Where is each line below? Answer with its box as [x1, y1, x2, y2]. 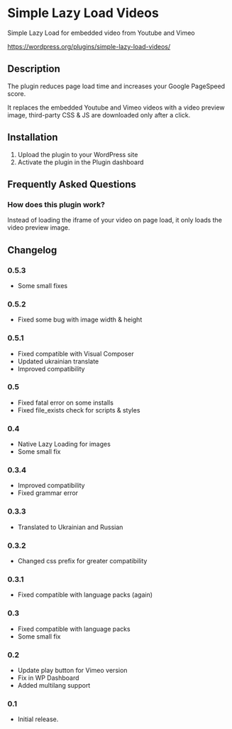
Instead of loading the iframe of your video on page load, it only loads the [7, 215, 222, 225]
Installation [7, 132, 58, 144]
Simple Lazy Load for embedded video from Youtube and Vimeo [7, 28, 195, 37]
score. [7, 89, 26, 97]
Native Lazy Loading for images [17, 440, 111, 449]
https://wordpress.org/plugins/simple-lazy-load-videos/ [7, 42, 171, 50]
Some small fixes [17, 281, 68, 289]
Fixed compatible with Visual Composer [17, 349, 134, 358]
